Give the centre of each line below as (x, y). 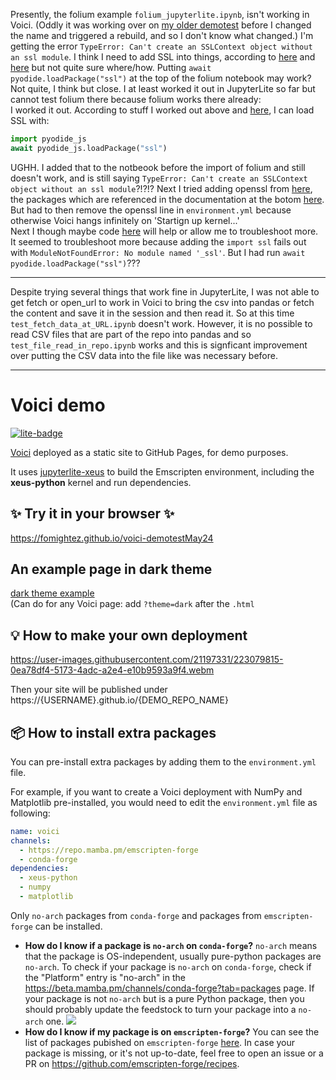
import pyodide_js (48, 139)
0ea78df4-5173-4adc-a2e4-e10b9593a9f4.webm (112, 670)
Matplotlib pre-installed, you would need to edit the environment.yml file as (164, 802)
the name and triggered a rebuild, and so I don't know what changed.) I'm (162, 35)
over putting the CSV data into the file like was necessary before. (144, 355)
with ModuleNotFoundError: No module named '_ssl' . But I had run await (158, 252)
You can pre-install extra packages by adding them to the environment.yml (163, 761)
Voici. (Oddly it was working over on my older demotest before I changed (161, 25)
